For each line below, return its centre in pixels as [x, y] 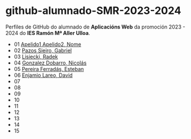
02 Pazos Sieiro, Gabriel [43, 50]
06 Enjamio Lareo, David [43, 75]
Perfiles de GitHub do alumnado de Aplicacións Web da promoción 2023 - [95, 27]
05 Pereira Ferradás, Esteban [49, 69]
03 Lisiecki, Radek [36, 56]
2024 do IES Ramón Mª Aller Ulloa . [48, 33]
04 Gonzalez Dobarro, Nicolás [50, 63]
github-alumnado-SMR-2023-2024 [93, 11]
